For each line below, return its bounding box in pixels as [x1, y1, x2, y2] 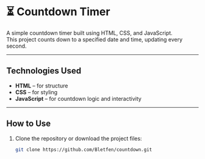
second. [6, 42, 27, 50]
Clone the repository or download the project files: [15, 135, 142, 142]
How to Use [6, 119, 51, 129]
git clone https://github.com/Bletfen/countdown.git [15, 146, 153, 153]
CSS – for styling [15, 88, 58, 95]
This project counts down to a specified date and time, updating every [6, 35, 183, 43]
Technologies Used [6, 65, 81, 76]
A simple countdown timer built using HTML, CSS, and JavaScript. [6, 29, 173, 37]
